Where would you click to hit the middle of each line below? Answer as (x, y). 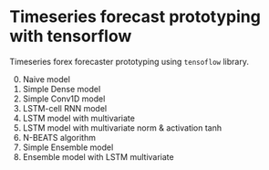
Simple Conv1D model (64, 99)
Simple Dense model (62, 89)
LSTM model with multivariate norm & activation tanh (122, 127)
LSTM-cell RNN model (65, 108)
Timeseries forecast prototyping (135, 17)
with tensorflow (71, 36)
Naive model (47, 79)
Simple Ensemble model (68, 147)
